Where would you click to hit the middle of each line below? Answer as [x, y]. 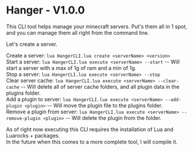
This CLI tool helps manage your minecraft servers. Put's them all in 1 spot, [96, 26]
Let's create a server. [32, 44]
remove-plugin [24, 118]
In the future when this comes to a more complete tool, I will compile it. [92, 142]
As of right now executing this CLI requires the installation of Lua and [90, 129]
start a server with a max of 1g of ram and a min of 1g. [71, 68]
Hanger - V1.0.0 [46, 10]
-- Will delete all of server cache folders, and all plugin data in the [100, 86]
